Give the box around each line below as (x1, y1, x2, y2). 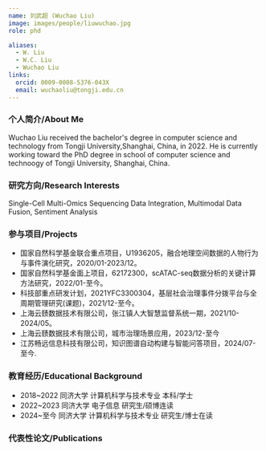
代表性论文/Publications (8, 433, 103, 444)
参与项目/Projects (8, 229, 78, 240)
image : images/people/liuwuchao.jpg (8, 19, 131, 27)
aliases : (8, 41, 38, 49)
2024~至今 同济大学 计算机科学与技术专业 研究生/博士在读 (19, 410, 213, 420)
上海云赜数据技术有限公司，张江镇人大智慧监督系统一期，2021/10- (19, 308, 239, 318)
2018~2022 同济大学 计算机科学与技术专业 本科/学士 (19, 390, 194, 400)
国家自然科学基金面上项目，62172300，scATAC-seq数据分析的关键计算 (19, 268, 256, 278)
